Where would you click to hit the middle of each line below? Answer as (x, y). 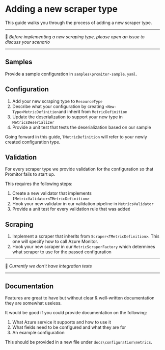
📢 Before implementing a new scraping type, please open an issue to (75, 37)
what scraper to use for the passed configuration (62, 252)
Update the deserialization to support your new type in (67, 117)
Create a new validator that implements (52, 193)
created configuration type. (33, 142)
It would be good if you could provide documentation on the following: (76, 312)
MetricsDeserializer (33, 122)
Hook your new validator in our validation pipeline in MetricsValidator (83, 204)
